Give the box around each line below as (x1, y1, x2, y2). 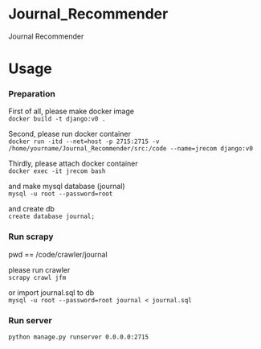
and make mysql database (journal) (8, 182, 126, 191)
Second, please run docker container (8, 129, 131, 139)
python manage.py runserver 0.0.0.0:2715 (8, 333, 149, 342)
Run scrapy (8, 231, 54, 242)
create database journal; (8, 212, 95, 221)
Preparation (8, 88, 56, 100)
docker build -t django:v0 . (8, 115, 106, 123)
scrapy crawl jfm (8, 273, 67, 281)
